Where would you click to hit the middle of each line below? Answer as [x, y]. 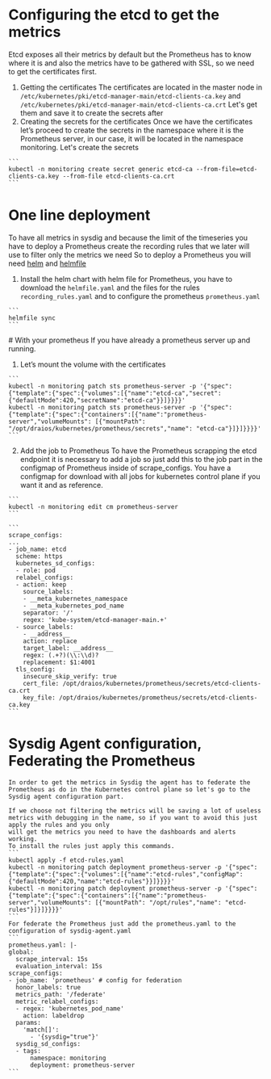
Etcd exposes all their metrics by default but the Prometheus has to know [130, 54]
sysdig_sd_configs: [48, 1043]
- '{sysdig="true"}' [64, 1037]
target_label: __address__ [68, 648]
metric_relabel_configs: [57, 1001]
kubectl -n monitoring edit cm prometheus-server [94, 506]
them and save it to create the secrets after [92, 113]
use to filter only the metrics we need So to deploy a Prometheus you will [130, 254]
